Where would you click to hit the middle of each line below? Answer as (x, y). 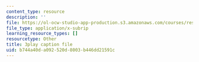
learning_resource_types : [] (42, 34)
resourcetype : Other (32, 39)
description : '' (26, 17)
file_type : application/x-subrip (47, 28)
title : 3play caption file (39, 45)
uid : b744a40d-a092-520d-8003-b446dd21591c (61, 50)
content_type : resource (36, 12)
